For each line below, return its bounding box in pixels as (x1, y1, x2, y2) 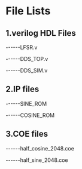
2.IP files (5, 84, 40, 94)
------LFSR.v (5, 44, 38, 51)
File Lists (5, 4, 51, 18)
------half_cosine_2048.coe (5, 145, 74, 152)
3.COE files (5, 129, 48, 139)
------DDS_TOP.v (5, 56, 48, 62)
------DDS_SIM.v (5, 67, 48, 74)
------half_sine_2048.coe (5, 156, 68, 164)
